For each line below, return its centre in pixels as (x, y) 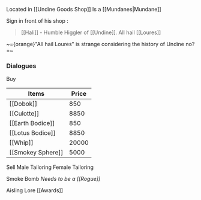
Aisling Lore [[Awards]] (34, 190)
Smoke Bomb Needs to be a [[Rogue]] (53, 179)
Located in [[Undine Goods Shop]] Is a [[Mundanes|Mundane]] (84, 9)
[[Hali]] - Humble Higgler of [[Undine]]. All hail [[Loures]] (91, 32)
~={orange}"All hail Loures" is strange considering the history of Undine (95, 44)
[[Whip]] (21, 143)
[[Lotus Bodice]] (32, 133)
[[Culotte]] (24, 114)
